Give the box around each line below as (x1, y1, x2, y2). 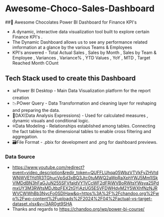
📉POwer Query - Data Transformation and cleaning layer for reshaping (12, 100, 157, 106)
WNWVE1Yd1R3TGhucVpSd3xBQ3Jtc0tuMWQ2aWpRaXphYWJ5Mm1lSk (12, 175, 158, 181)
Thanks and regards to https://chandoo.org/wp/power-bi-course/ (12, 206, 145, 212)
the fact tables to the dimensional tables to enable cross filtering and (12, 128, 151, 134)
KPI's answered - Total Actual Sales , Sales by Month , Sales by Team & (12, 50, 157, 55)
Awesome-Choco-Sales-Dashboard (5, 3, 155, 14)
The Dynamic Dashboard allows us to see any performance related (12, 39, 148, 45)
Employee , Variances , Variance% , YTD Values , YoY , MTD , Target (12, 54, 151, 60)
